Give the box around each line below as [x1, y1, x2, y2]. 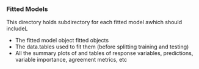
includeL [6, 25, 28, 32]
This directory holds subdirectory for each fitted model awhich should [6, 19, 183, 26]
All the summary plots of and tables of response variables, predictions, [15, 50, 194, 57]
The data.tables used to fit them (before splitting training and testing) [15, 43, 189, 50]
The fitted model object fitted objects [15, 37, 109, 44]
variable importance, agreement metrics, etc [15, 56, 127, 64]
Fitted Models [6, 5, 48, 13]
